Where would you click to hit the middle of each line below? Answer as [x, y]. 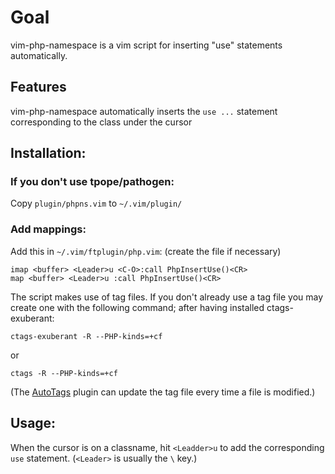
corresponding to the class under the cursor [101, 122]
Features [38, 87]
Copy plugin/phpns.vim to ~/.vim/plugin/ [96, 203]
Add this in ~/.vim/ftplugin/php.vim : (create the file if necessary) [146, 251]
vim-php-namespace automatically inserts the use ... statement [144, 111]
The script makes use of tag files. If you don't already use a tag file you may [167, 297]
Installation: [48, 153]
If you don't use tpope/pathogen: [92, 182]
